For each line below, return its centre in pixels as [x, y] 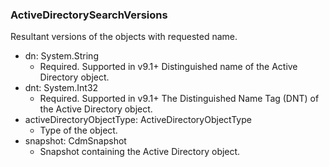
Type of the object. [78, 130]
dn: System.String [61, 56]
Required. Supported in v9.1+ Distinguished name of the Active [168, 67]
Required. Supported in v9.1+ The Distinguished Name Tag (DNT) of [179, 99]
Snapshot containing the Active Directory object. [140, 152]
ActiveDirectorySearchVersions [89, 15]
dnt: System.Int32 [61, 88]
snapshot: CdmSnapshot [75, 141]
